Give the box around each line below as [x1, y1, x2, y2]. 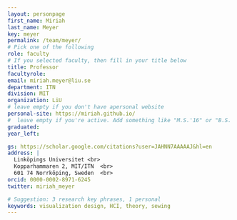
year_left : [7, 130, 40, 137]
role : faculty [7, 51, 50, 58]
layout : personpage [7, 10, 66, 18]
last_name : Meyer [7, 24, 59, 31]
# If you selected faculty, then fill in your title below [7, 57, 187, 64]
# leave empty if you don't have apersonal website [7, 104, 164, 111]
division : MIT [7, 90, 50, 97]
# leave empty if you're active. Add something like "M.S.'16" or [7, 116, 213, 124]
